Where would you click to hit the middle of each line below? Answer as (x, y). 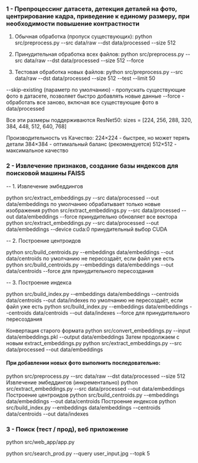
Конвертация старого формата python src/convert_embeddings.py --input (98, 330)
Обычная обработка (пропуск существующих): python (83, 37)
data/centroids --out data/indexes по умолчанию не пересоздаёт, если (95, 300)
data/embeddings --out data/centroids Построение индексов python (91, 401)
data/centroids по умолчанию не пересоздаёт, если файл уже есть (90, 258)
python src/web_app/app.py (40, 442)
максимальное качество (38, 150)
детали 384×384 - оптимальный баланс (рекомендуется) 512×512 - (92, 144)
